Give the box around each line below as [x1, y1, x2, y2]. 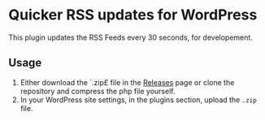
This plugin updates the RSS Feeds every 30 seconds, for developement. [8, 32, 254, 42]
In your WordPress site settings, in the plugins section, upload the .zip [20, 95, 258, 105]
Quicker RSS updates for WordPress [8, 6, 258, 24]
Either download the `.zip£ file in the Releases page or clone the [20, 77, 235, 87]
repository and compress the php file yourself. [20, 86, 176, 96]
